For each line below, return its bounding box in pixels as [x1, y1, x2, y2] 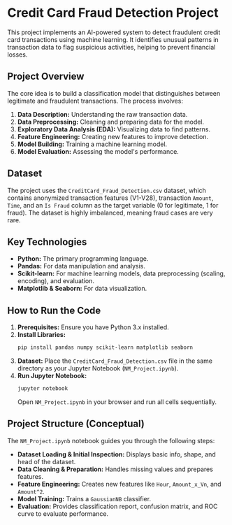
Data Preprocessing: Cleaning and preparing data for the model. [17, 117, 205, 126]
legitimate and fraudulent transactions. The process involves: [7, 96, 184, 105]
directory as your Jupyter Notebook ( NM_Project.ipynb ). [17, 364, 179, 373]
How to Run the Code [7, 304, 101, 316]
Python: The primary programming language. [17, 254, 149, 263]
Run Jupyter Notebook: [17, 372, 87, 380]
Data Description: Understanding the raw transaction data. [17, 110, 188, 118]
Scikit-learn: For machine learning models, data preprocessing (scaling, [17, 269, 226, 278]
